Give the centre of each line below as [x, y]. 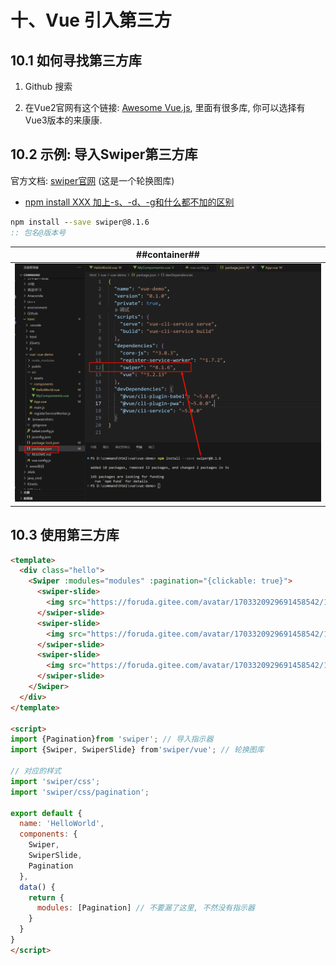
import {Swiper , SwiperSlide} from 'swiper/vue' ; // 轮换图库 [137, 750]
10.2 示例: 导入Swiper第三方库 [104, 154]
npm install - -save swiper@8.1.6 [80, 222]
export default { [46, 813]
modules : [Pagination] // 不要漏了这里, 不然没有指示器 [145, 908]
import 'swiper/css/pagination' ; [80, 792]
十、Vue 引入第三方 [91, 20]
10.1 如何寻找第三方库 [76, 60]
